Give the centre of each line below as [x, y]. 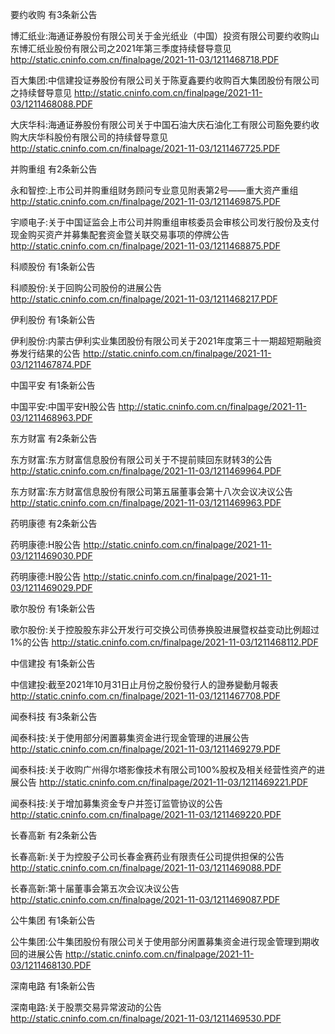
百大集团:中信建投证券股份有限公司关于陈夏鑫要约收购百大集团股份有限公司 [165, 80]
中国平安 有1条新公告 [53, 385]
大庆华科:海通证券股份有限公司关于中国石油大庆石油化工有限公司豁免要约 [161, 124]
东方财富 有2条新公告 [54, 438]
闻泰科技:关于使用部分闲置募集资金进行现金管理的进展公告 [130, 737]
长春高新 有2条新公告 [54, 835]
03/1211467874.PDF [51, 364]
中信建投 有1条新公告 [53, 663]
